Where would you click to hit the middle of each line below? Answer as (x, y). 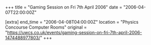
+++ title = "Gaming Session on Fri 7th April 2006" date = (64, 7)
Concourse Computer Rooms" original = (46, 27)
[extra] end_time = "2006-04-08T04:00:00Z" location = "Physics (72, 22)
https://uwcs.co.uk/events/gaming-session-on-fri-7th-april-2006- (75, 32)
